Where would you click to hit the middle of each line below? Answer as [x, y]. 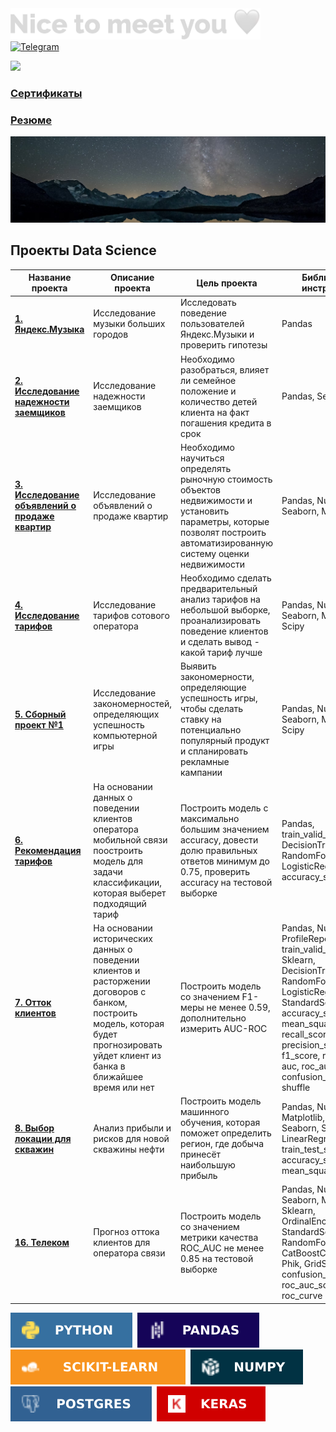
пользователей [212, 324]
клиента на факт [214, 412]
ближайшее [118, 1076]
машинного [204, 1112]
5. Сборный [40, 714]
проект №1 [39, 724]
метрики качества [219, 1237]
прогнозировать [128, 1044]
